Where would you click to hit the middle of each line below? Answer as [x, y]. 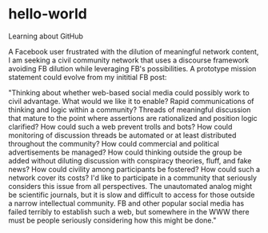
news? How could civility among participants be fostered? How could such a [134, 169]
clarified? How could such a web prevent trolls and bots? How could [120, 127]
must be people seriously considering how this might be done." [112, 220]
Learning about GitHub [46, 36]
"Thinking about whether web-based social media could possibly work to [129, 92]
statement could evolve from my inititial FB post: [88, 77]
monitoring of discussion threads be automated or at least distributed [122, 135]
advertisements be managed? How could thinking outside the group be [125, 152]
